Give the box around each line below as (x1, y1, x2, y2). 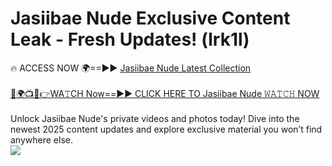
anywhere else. (10, 133, 73, 146)
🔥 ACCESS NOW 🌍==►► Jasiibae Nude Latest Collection (10, 62, 252, 74)
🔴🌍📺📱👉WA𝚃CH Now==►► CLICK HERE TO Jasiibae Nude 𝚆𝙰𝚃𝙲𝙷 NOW (10, 87, 320, 99)
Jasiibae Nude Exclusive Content (10, 7, 291, 30)
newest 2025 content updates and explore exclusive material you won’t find (10, 123, 323, 135)
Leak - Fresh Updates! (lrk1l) (10, 28, 250, 51)
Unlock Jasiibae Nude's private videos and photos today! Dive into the (10, 112, 300, 124)
